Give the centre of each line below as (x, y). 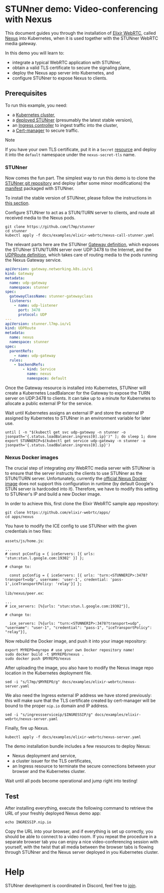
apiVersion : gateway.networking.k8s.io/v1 (49, 269)
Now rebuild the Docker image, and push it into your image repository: (76, 641)
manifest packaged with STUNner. (40, 188)
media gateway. (21, 43)
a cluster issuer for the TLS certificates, (52, 761)
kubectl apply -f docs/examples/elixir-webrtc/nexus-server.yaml (73, 737)
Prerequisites (26, 93)
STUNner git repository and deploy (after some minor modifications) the (78, 183)
